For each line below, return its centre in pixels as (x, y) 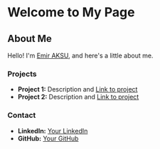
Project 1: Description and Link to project (78, 89)
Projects (22, 74)
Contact (22, 116)
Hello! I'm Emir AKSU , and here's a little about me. (80, 55)
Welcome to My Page (71, 12)
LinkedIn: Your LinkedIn (53, 131)
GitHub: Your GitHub (48, 138)
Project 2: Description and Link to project (78, 97)
